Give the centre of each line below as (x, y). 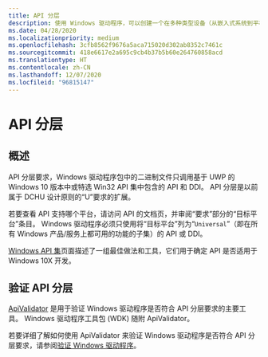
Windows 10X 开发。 (42, 261)
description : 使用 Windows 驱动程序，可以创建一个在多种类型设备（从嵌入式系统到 (131, 23)
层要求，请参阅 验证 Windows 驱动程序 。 (75, 345)
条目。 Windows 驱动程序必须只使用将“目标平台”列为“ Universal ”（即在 (135, 223)
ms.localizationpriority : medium (64, 38)
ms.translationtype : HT (48, 61)
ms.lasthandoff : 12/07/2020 (55, 75)
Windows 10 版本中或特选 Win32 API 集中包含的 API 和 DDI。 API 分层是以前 (133, 186)
